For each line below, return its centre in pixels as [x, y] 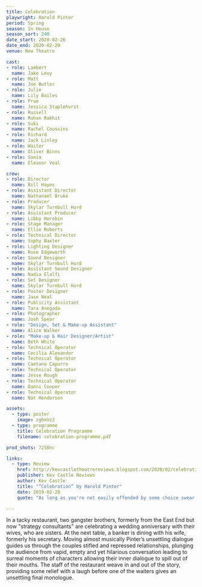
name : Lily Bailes [35, 96]
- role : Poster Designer [37, 291]
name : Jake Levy [32, 73]
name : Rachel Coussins [40, 129]
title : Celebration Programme [55, 431]
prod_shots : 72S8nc [31, 447]
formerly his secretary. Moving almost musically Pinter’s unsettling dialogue [100, 539]
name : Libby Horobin [37, 218]
